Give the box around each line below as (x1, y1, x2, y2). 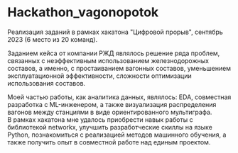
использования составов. (7, 79, 86, 87)
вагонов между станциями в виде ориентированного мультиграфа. (7, 108, 212, 116)
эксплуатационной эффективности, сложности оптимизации (7, 72, 192, 80)
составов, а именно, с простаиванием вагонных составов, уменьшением (7, 64, 232, 72)
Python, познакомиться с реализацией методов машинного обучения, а (7, 130, 227, 139)
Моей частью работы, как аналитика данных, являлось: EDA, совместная (7, 93, 232, 101)
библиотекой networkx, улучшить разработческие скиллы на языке (7, 123, 213, 131)
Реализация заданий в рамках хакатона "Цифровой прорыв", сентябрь (7, 28, 224, 36)
